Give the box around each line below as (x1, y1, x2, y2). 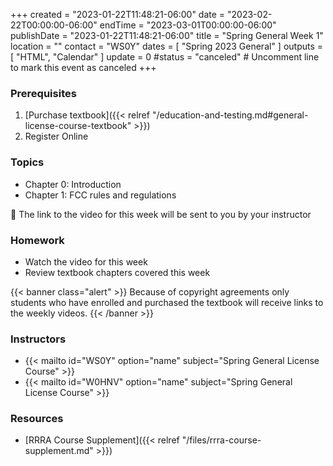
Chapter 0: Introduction (24, 178, 122, 190)
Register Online (24, 130, 89, 143)
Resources (10, 412, 64, 426)
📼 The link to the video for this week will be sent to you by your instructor (10, 208, 312, 220)
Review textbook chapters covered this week (24, 266, 211, 278)
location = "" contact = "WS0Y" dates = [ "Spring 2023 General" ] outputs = (10, 40, 324, 52)
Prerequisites (10, 86, 77, 100)
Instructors (10, 332, 67, 346)
